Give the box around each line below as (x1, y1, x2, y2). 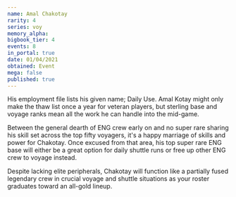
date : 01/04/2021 (7, 56, 58, 63)
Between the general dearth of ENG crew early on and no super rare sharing (7, 124, 229, 132)
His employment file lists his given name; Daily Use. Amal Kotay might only (7, 95, 224, 103)
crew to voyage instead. (7, 153, 77, 162)
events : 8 (7, 43, 37, 50)
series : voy (7, 23, 42, 30)
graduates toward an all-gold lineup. (7, 182, 113, 191)
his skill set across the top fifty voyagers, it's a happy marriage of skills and (7, 131, 226, 139)
